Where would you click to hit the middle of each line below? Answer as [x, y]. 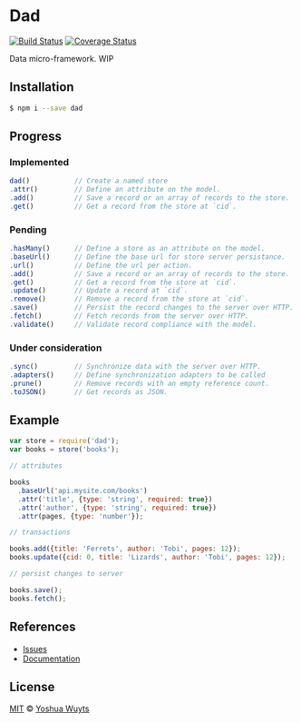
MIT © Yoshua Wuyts [49, 708]
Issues [35, 649]
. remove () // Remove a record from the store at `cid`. [129, 299]
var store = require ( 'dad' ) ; [64, 441]
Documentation [51, 659]
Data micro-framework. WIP [62, 58]
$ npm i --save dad [46, 108]
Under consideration [56, 348]
